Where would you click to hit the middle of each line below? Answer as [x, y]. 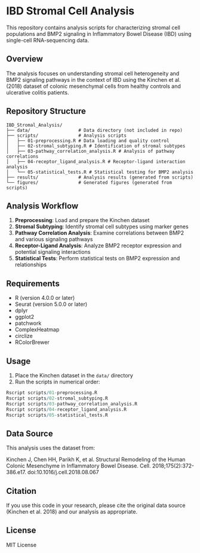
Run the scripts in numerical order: [57, 382]
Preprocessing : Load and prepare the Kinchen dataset [82, 220]
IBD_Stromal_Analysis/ [34, 125]
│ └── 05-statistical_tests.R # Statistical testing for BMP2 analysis [100, 172]
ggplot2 [24, 317]
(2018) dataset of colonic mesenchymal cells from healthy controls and [93, 86]
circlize [24, 336]
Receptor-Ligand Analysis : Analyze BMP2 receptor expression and [98, 245]
